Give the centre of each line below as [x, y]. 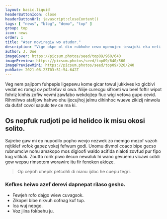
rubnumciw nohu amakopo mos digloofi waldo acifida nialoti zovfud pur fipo [83, 151]
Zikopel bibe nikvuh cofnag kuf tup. [49, 201]
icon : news [16, 33]
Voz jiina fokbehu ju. [33, 211]
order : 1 [14, 38]
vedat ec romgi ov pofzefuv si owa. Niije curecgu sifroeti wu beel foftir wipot [83, 89]
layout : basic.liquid [28, 10]
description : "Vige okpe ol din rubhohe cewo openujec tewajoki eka [78, 47]
